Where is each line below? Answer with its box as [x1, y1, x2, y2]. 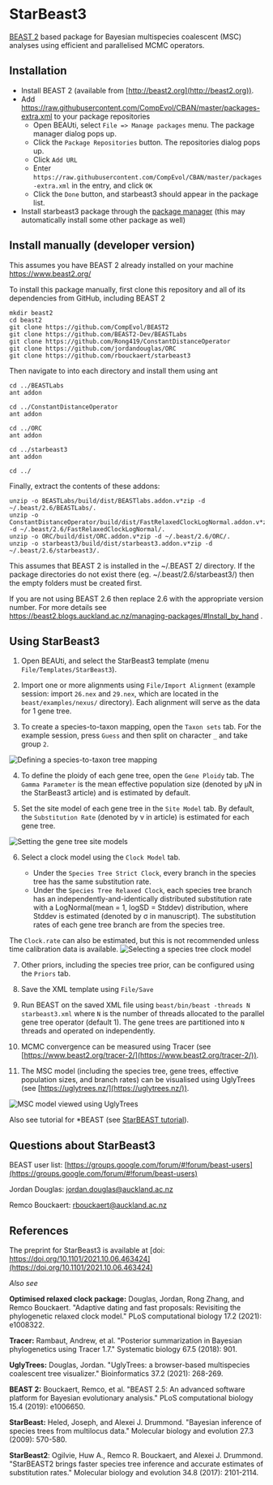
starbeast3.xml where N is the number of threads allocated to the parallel [20, 1009, 265, 1019]
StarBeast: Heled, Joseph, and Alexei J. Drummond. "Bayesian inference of [9, 1418, 262, 1427]
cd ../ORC [9, 424, 43, 432]
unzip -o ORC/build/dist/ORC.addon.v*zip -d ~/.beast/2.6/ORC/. [9, 532, 231, 540]
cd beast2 [9, 316, 43, 324]
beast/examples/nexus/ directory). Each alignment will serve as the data [20, 698, 261, 708]
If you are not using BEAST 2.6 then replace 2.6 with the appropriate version [9, 594, 264, 604]
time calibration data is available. [9, 944, 119, 955]
